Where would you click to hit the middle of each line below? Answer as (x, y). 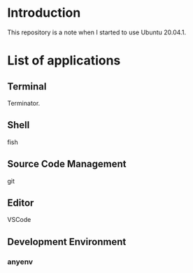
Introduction (44, 13)
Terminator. (24, 103)
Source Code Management (67, 164)
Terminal (27, 86)
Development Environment (67, 242)
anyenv (20, 262)
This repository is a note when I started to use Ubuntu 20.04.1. (97, 32)
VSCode (19, 220)
